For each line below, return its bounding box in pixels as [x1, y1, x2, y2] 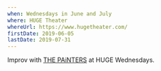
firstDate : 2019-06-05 [7, 30, 74, 37]
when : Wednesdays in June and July [7, 10, 112, 18]
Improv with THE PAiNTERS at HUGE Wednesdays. [7, 56, 155, 64]
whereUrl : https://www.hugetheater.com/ [7, 23, 129, 30]
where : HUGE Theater [7, 17, 68, 24]
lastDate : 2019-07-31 [7, 37, 71, 44]
